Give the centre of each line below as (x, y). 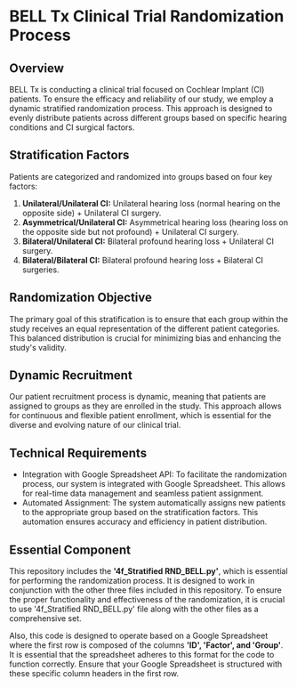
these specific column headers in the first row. (94, 674)
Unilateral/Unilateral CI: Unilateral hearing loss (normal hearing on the (151, 203)
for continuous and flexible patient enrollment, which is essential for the (140, 416)
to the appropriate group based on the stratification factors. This (140, 513)
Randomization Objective (81, 298)
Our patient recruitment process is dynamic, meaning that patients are (138, 397)
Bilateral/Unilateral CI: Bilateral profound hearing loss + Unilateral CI (148, 241)
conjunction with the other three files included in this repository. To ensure (145, 590)
